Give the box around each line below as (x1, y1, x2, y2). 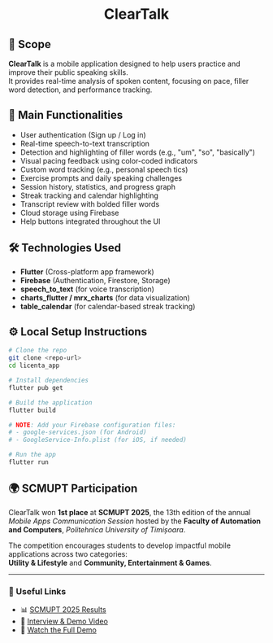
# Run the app (8, 451, 57, 459)
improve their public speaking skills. (8, 68, 128, 77)
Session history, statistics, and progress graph (19, 182, 176, 191)
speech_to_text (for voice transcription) (19, 284, 154, 294)
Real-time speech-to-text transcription (19, 138, 150, 148)
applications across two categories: (8, 549, 128, 558)
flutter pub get (8, 383, 63, 391)
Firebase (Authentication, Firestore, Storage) (19, 275, 171, 285)
